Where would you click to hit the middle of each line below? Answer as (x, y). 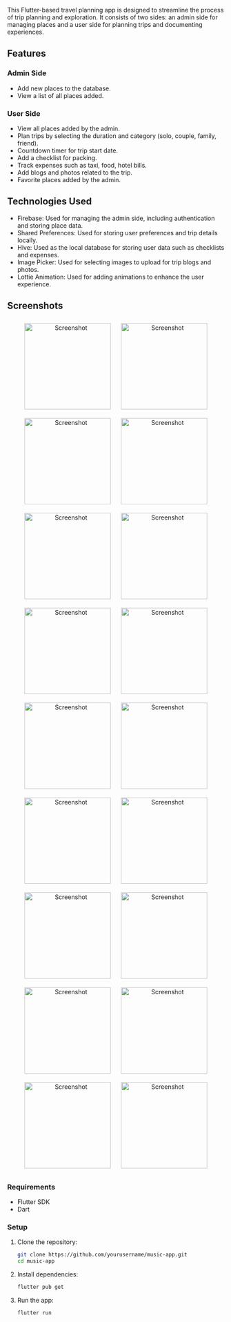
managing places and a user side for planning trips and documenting (105, 24)
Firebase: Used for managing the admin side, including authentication (116, 218)
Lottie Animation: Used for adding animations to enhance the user (111, 277)
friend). (28, 143)
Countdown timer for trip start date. (68, 150)
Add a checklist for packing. (57, 157)
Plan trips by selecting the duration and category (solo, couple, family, (117, 136)
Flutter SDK (33, 1202)
